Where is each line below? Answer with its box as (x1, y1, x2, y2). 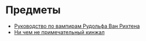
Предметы (5, 3, 61, 17)
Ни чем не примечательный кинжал (13, 28, 105, 35)
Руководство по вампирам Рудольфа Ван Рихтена (13, 23, 140, 29)
